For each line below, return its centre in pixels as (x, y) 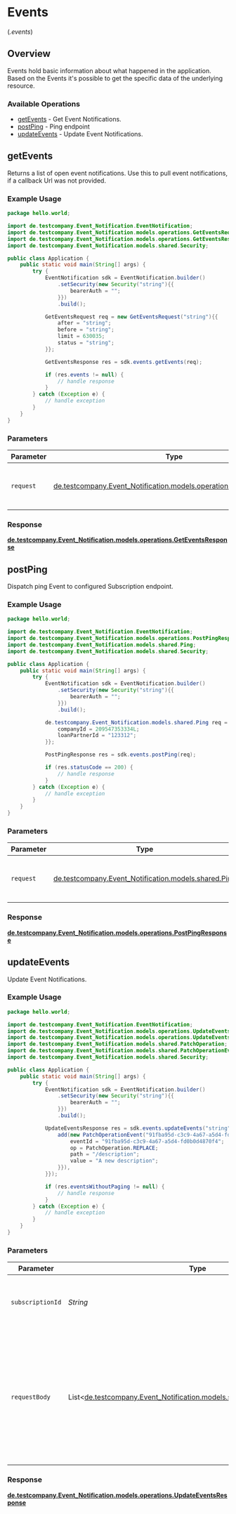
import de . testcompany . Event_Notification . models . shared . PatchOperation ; (118, 1044)
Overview (29, 54)
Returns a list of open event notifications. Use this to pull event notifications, (118, 173)
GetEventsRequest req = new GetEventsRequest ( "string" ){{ (131, 317)
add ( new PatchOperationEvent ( (101, 1135)
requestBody (31, 1397)
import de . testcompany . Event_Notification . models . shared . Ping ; (102, 645)
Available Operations (44, 104)
